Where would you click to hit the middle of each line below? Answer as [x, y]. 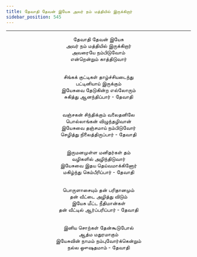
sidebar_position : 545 [34, 17]
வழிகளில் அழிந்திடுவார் [98, 159]
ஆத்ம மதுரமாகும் [98, 234]
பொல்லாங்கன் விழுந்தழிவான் [98, 121]
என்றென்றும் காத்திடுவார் [98, 59]
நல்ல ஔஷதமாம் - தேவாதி [98, 247]
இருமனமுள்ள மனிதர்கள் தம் [98, 152]
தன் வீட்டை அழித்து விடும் [98, 196]
